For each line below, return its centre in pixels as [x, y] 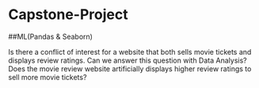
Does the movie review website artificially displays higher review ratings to [130, 68]
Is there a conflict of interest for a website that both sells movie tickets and [130, 52]
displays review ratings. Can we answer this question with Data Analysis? [128, 60]
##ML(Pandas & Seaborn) [51, 36]
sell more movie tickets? [48, 77]
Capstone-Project [68, 15]
